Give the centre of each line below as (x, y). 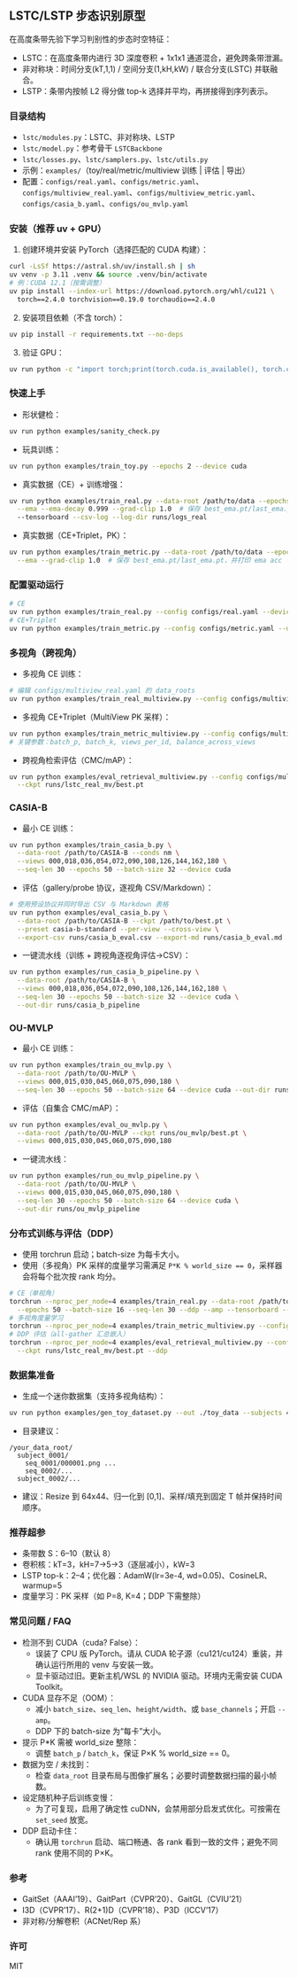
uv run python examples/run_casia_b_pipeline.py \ (104, 972)
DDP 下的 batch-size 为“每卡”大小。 (100, 1731)
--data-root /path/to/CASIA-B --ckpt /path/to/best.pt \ (124, 921)
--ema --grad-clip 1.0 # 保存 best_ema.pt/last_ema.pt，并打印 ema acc (150, 561)
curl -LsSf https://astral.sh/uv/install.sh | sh (103, 267)
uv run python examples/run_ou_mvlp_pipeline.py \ (104, 1176)
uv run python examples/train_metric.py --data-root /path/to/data (136, 552)
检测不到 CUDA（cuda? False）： (81, 1642)
